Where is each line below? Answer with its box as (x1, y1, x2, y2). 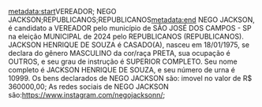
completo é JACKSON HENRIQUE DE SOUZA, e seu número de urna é (8, 65, 235, 74)
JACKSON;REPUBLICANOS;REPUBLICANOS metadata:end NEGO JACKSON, (8, 15, 255, 24)
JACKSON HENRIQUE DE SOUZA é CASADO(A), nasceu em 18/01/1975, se (8, 40, 250, 50)
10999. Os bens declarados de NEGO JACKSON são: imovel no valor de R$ (8, 74, 253, 83)
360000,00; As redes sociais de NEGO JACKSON (8, 82, 170, 91)
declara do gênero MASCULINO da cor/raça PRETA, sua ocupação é (8, 49, 231, 57)
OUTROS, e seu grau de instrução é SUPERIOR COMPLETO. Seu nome (8, 57, 238, 66)
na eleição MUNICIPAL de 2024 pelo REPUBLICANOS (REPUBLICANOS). (8, 31, 245, 41)
